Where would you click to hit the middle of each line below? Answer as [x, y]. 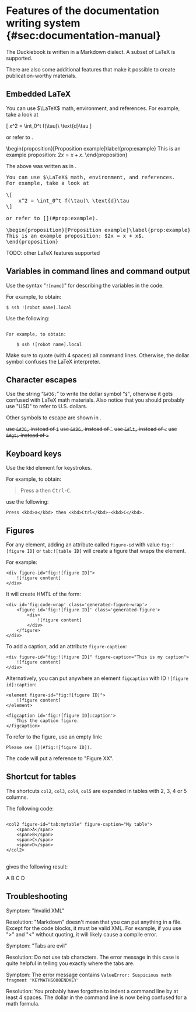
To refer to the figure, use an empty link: [55, 737]
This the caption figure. [48, 721]
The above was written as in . [41, 166]
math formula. [23, 1003]
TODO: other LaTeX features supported [53, 252]
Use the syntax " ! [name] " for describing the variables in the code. [85, 285]
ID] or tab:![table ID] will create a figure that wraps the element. [107, 551]
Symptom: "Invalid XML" [35, 910]
